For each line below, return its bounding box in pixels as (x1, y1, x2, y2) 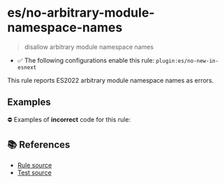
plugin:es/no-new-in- (156, 57, 219, 64)
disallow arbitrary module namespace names (24, 42, 154, 51)
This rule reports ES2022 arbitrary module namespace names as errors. (7, 76, 214, 84)
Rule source (17, 161, 52, 169)
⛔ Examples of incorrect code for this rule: (7, 115, 131, 123)
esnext (17, 64, 37, 71)
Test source (17, 168, 52, 177)
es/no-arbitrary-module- (7, 5, 155, 21)
